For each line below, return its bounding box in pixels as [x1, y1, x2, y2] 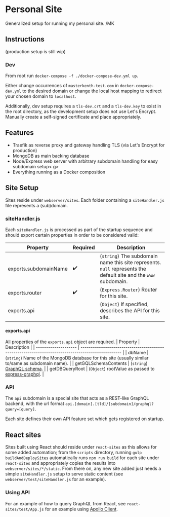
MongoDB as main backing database [12, 153, 90, 159]
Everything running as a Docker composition [12, 169, 106, 175]
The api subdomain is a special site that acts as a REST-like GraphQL [5, 395, 149, 401]
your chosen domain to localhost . [5, 93, 76, 99]
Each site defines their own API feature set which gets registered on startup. [5, 416, 164, 422]
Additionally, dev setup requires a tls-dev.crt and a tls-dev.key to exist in [5, 103, 161, 109]
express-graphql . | [5, 371, 44, 377]
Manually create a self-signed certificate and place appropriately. [5, 114, 142, 120]
